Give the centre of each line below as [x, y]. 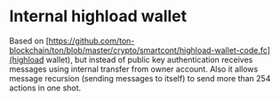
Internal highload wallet [98, 16]
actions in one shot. [45, 88]
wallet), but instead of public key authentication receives [149, 59]
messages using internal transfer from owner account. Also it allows [134, 69]
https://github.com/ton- [92, 41]
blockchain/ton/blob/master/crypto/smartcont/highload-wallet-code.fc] [140, 50]
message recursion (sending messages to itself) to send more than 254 [140, 78]
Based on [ [29, 41]
